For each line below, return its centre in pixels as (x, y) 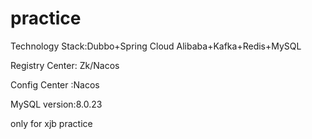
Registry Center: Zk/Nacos (65, 65)
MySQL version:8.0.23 (56, 104)
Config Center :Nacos (55, 84)
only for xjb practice (51, 123)
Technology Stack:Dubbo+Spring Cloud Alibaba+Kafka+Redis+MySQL (156, 46)
